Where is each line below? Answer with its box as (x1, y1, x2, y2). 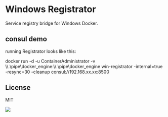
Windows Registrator (5, 4, 96, 15)
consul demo (5, 35, 47, 43)
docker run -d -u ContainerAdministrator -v (5, 58, 96, 64)
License (5, 83, 31, 92)
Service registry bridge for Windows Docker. (5, 20, 98, 26)
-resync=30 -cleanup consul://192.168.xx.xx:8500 (5, 69, 110, 75)
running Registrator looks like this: (5, 48, 76, 54)
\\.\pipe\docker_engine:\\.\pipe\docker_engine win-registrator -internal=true (5, 63, 163, 69)
